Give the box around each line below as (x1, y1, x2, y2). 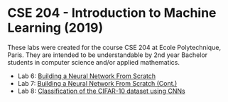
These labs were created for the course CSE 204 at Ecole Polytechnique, (7, 43, 222, 51)
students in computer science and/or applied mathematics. (7, 58, 180, 66)
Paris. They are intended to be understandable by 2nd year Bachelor (7, 51, 208, 59)
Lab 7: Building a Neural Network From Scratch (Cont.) (17, 79, 178, 87)
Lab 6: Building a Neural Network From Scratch (17, 72, 156, 80)
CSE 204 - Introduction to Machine (7, 5, 217, 21)
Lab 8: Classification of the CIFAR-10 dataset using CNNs (17, 87, 186, 95)
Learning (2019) (7, 20, 104, 36)
